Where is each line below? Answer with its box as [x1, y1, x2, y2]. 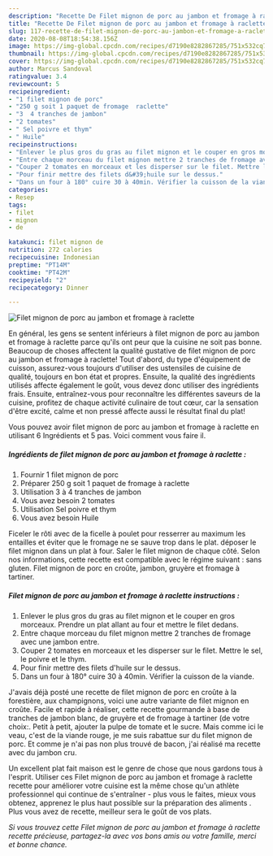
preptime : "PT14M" [8, 261, 71, 269]
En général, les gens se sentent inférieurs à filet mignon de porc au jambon [8, 328, 260, 338]
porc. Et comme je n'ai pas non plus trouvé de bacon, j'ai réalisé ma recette [8, 739, 262, 749]
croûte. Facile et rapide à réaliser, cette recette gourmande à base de [8, 705, 240, 715]
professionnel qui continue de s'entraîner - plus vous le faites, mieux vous [8, 789, 256, 799]
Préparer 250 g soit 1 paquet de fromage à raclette [19, 479, 190, 489]
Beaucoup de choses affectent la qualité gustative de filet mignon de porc [8, 346, 256, 356]
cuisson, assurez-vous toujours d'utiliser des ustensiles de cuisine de [8, 363, 241, 373]
